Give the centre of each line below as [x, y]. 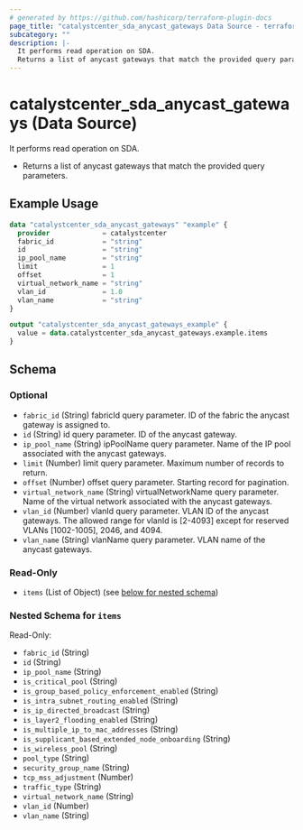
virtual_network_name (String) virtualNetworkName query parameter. [151, 492]
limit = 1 [66, 267]
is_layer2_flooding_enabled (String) [90, 720]
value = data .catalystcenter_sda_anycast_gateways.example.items [143, 333]
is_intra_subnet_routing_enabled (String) [100, 701]
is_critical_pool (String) [70, 681]
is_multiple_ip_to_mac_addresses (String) [100, 729]
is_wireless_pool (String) [70, 749]
